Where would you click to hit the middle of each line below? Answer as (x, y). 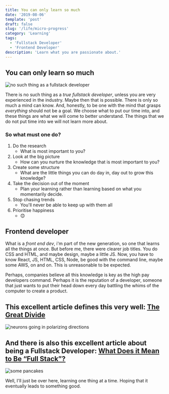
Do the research (29, 146)
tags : (11, 38)
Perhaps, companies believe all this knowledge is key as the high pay (77, 275)
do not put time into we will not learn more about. (56, 121)
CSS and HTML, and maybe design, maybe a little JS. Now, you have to (79, 254)
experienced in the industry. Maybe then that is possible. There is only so (82, 100)
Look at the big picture (36, 156)
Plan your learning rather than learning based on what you (81, 189)
